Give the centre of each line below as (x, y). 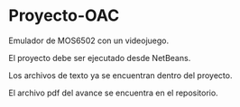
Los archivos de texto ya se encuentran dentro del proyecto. (120, 75)
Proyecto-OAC (64, 16)
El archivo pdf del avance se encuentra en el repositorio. (113, 93)
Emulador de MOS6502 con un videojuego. (89, 40)
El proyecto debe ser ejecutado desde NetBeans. (100, 58)
